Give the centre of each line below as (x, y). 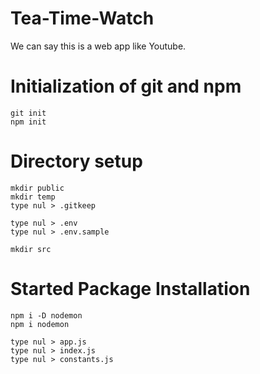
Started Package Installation (130, 289)
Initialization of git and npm (126, 86)
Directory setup (76, 161)
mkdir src (31, 249)
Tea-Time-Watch (82, 18)
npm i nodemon (40, 324)
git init (28, 113)
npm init (28, 122)
